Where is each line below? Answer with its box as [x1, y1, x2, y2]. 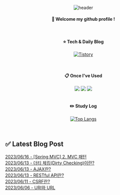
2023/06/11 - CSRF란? [5, 178, 51, 184]
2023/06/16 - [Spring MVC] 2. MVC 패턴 [5, 153, 87, 159]
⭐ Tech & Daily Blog [62, 39, 104, 45]
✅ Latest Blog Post [5, 140, 63, 148]
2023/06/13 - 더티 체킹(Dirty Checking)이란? [5, 160, 95, 166]
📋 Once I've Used [64, 73, 103, 79]
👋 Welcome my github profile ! [52, 16, 115, 22]
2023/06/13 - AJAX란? [5, 166, 51, 172]
